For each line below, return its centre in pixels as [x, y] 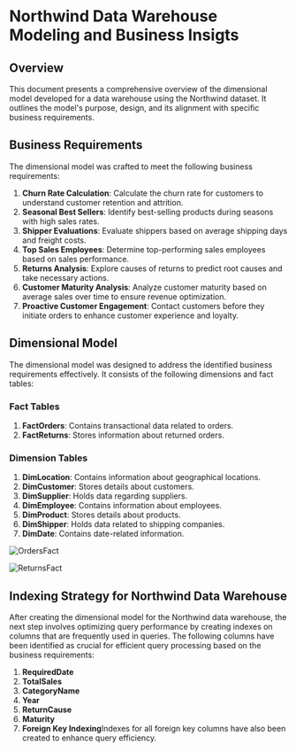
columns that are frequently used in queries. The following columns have [142, 636]
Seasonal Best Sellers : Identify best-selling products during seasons [148, 212]
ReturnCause [47, 709]
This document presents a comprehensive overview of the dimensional [138, 89]
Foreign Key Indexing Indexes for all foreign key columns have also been [154, 729]
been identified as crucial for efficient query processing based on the [135, 646]
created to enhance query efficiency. [89, 738]
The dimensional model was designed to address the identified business [141, 364]
